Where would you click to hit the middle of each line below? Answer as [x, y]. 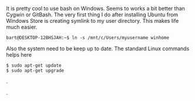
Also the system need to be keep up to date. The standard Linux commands [98, 48]
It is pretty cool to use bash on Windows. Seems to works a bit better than [95, 8]
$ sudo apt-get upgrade [35, 71]
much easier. [22, 27]
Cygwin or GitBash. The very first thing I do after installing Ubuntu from [92, 15]
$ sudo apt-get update [34, 65]
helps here [19, 55]
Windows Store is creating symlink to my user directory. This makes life [93, 21]
